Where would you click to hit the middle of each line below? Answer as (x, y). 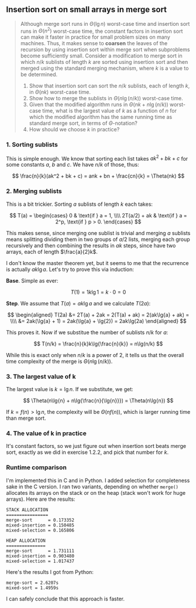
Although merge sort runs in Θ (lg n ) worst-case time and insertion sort (105, 23)
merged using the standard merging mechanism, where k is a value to (104, 68)
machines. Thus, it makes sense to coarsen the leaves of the (94, 43)
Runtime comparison (37, 467)
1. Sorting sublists (32, 145)
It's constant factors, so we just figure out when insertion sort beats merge (96, 446)
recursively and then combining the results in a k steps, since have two (91, 245)
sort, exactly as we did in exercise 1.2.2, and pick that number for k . (87, 452)
